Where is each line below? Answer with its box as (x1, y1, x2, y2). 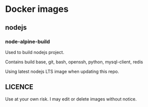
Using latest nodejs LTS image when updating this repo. (5, 68, 119, 74)
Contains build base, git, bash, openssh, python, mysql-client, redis (5, 58, 143, 65)
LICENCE (5, 83, 34, 91)
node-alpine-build (5, 38, 50, 45)
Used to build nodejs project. (5, 49, 65, 55)
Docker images (5, 3, 69, 15)
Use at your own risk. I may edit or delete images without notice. (5, 96, 137, 102)
